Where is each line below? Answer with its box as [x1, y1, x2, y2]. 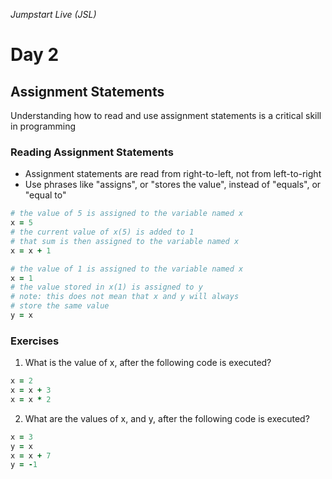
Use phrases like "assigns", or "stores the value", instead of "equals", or [24, 179, 322, 191]
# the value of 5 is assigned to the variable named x [10, 209, 244, 219]
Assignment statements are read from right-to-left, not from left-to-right [24, 168, 322, 180]
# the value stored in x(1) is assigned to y [10, 282, 203, 293]
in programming [10, 120, 77, 132]
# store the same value [10, 301, 110, 311]
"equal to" [24, 189, 67, 201]
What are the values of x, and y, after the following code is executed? [24, 412, 310, 424]
